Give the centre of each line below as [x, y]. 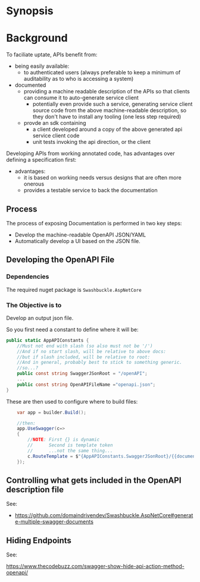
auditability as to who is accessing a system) [79, 79]
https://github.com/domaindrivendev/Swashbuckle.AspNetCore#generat [104, 515]
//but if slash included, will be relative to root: [84, 357]
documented [30, 85]
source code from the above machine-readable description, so [109, 111]
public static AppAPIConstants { [48, 340]
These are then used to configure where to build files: [72, 401]
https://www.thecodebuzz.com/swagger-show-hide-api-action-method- [95, 567]
